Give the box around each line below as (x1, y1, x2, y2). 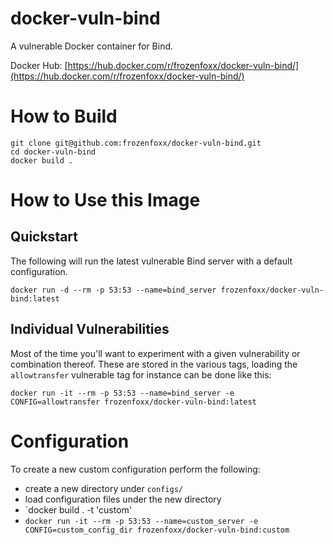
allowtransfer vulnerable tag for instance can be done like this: (10, 368, 272, 381)
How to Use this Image (10, 189, 201, 212)
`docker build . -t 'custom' (24, 503, 133, 516)
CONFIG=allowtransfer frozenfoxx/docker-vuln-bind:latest (10, 397, 257, 407)
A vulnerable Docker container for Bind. (10, 40, 174, 52)
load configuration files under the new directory (24, 493, 222, 505)
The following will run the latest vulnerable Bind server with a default (10, 255, 293, 267)
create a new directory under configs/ (24, 482, 183, 494)
